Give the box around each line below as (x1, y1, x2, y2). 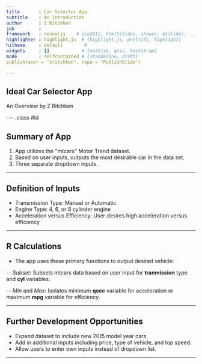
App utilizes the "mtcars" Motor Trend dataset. (14, 148, 131, 155)
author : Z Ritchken (6, 20, 71, 26)
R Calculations (6, 241, 62, 252)
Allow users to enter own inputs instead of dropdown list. (14, 345, 156, 352)
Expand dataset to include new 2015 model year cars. (14, 332, 148, 339)
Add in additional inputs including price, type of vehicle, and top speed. (14, 339, 192, 346)
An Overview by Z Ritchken (6, 103, 74, 110)
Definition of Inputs (6, 183, 80, 193)
